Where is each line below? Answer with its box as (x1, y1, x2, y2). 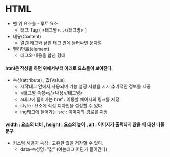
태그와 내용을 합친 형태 (20, 52, 66, 58)
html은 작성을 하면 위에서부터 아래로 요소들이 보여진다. (5, 65, 114, 71)
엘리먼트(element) (12, 46, 50, 52)
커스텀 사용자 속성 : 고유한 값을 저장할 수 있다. (12, 140, 104, 146)
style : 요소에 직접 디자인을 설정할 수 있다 (20, 103, 103, 109)
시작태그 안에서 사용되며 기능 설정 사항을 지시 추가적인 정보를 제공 (20, 83, 151, 89)
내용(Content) (12, 33, 42, 39)
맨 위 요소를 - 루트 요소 (12, 20, 59, 26)
